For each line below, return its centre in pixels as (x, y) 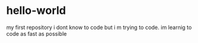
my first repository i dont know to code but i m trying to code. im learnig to (99, 27)
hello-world (36, 11)
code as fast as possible (37, 33)
